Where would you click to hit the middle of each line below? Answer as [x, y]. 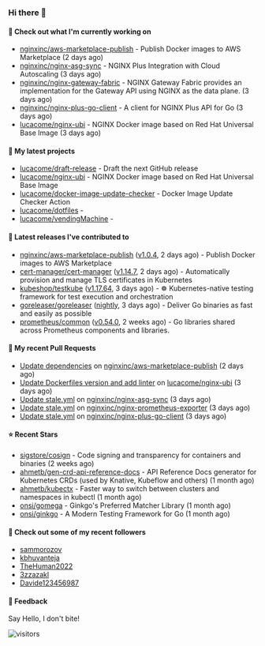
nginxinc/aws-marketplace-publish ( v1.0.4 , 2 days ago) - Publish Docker [137, 254]
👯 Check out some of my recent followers [77, 531]
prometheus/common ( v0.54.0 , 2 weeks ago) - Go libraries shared [127, 321]
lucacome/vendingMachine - [67, 219]
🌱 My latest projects [41, 151]
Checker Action [45, 202]
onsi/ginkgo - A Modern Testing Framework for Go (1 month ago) [125, 513]
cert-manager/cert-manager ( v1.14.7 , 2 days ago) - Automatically [125, 271]
